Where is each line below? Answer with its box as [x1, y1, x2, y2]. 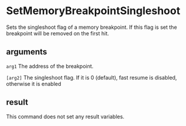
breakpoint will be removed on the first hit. [6, 29, 109, 37]
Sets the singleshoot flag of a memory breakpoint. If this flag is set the [6, 24, 177, 31]
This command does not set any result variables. [6, 113, 125, 120]
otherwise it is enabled [6, 80, 61, 87]
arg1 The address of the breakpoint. [6, 62, 94, 69]
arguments [6, 47, 47, 57]
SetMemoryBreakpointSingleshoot [6, 4, 181, 18]
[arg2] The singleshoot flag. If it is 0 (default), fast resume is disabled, [6, 74, 177, 81]
